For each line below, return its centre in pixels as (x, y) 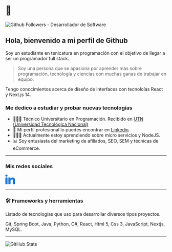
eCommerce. (26, 148)
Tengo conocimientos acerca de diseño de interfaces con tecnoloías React (84, 89)
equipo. (26, 79)
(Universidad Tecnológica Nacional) (50, 124)
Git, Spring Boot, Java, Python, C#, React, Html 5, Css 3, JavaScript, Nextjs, (85, 224)
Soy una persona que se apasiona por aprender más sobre (80, 68)
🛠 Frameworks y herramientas (44, 201)
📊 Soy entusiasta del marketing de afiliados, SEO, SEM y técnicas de (85, 141)
